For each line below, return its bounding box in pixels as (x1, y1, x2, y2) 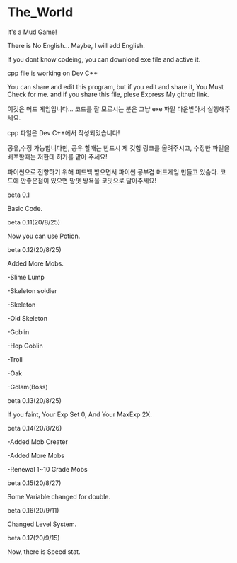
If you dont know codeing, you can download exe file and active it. (7, 55, 201, 64)
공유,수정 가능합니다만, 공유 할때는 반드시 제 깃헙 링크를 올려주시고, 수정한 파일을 (7, 143, 230, 152)
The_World (7, 4, 74, 21)
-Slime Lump (7, 273, 45, 281)
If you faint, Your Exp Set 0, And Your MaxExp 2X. (7, 410, 152, 419)
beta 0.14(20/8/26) (7, 423, 62, 432)
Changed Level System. (7, 520, 76, 528)
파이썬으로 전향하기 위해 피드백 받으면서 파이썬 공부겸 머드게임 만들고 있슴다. (7, 167, 219, 176)
